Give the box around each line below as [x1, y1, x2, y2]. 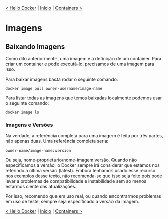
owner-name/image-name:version [5, 148, 71, 153]
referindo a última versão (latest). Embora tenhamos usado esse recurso [5, 168, 156, 174]
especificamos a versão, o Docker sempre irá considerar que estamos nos [5, 162, 160, 168]
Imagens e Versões [5, 121, 53, 128]
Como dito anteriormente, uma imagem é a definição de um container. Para [5, 56, 162, 61]
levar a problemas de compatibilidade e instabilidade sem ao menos [5, 178, 147, 184]
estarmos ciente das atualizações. [5, 184, 77, 190]
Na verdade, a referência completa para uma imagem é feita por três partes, [5, 133, 163, 139]
